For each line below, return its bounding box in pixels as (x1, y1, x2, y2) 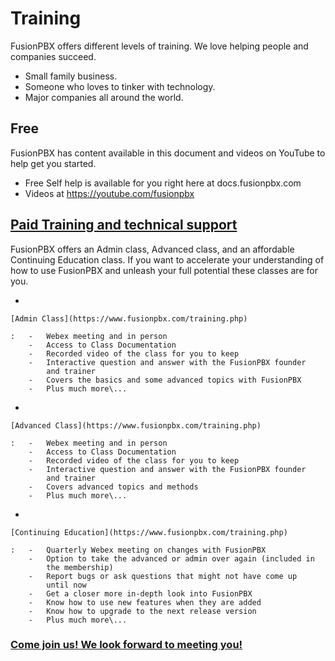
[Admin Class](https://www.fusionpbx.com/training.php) (10, 313, 248, 324)
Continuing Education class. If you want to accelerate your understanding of (10, 253, 325, 266)
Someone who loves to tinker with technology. (24, 80, 216, 92)
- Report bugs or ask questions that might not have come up (28, 571, 298, 581)
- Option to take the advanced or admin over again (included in (28, 553, 315, 564)
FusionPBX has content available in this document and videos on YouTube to (10, 147, 326, 159)
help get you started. (10, 157, 97, 169)
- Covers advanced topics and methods (28, 482, 199, 492)
